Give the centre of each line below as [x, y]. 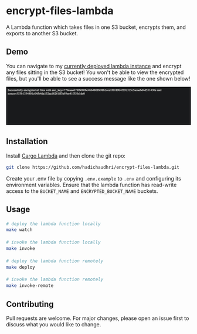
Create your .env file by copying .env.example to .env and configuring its [94, 178]
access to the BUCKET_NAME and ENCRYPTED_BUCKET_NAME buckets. [82, 191]
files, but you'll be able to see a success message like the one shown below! [98, 78]
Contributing [30, 304]
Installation [27, 141]
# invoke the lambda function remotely [55, 280]
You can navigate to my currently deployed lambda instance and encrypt [94, 66]
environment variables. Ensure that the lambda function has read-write [91, 185]
